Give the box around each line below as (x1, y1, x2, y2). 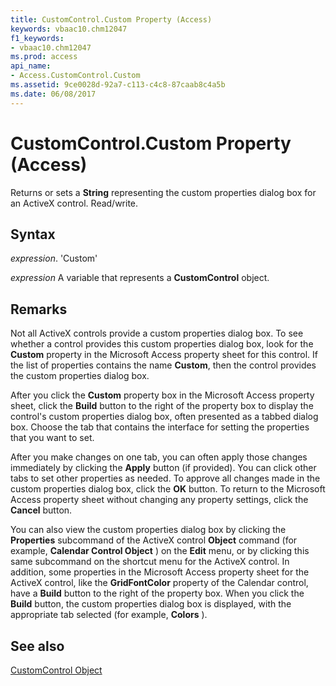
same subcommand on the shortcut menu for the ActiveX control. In (10, 556, 290, 568)
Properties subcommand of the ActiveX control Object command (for (10, 534, 298, 546)
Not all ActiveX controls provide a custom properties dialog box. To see (10, 327, 304, 340)
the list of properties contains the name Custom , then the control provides (10, 359, 317, 371)
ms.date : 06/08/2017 (10, 89, 97, 99)
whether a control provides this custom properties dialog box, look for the (10, 338, 314, 350)
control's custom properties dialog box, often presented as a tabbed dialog (10, 411, 319, 423)
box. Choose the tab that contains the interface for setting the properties (10, 421, 310, 433)
